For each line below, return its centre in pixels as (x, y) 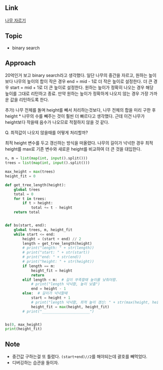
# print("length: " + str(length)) (58, 248)
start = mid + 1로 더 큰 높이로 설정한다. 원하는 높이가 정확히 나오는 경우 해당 (82, 88)
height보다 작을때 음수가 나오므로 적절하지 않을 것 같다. (57, 122)
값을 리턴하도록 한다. (30, 100)
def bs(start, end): (26, 225)
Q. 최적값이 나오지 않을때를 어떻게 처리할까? (47, 133)
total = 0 (24, 194)
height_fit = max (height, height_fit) (70, 307)
